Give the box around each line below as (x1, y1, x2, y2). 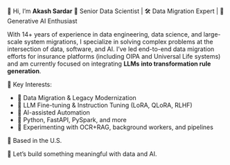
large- (203, 30, 221, 38)
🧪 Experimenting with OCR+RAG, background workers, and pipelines (17, 123, 213, 131)
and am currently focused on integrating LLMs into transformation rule (7, 59, 211, 68)
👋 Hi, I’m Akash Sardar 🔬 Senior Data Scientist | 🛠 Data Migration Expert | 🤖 (7, 7, 224, 15)
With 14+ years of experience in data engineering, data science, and (7, 30, 202, 38)
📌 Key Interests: (7, 80, 52, 88)
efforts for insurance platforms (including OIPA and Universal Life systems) (7, 52, 221, 60)
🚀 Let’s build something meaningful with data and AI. (7, 150, 157, 158)
